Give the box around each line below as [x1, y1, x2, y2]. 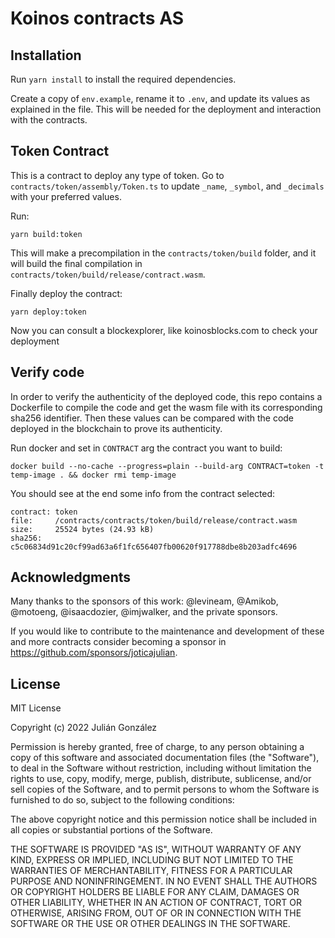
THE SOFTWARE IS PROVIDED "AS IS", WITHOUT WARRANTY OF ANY [10, 843, 302, 856]
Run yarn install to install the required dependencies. [10, 73, 237, 85]
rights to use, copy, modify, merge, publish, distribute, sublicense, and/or [10, 773, 312, 785]
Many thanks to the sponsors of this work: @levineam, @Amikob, [10, 595, 279, 607]
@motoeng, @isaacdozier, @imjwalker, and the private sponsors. [10, 606, 278, 618]
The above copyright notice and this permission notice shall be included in [10, 813, 317, 826]
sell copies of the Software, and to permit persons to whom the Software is [10, 783, 320, 796]
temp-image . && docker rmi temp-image [10, 470, 177, 480]
